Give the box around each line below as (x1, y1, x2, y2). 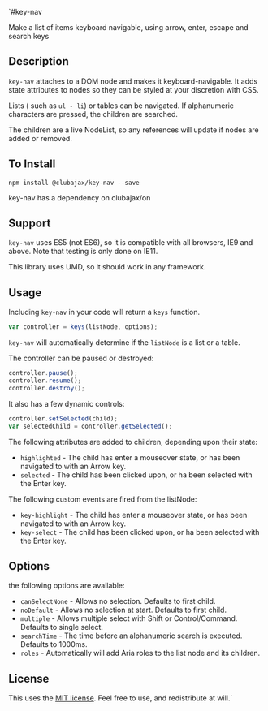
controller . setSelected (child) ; (8, 414, 118, 423)
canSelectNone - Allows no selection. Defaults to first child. (19, 597, 216, 606)
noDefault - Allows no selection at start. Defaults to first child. (19, 605, 227, 615)
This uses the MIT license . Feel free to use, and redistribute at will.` (8, 693, 233, 703)
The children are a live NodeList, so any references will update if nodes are (8, 125, 259, 135)
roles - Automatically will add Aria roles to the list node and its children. (19, 649, 261, 658)
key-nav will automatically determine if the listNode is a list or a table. (8, 338, 241, 347)
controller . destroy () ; (8, 384, 85, 392)
